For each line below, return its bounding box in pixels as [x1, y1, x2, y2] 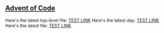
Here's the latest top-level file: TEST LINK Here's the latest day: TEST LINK [5, 17, 159, 23]
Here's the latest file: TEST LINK [5, 22, 71, 28]
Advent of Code [5, 4, 55, 12]
